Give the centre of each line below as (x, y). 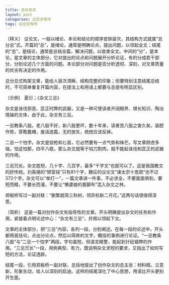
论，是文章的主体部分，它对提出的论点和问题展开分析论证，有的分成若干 (80, 58)
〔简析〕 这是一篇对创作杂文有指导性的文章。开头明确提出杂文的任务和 (78, 212)
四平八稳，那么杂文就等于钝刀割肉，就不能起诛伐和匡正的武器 (100, 149)
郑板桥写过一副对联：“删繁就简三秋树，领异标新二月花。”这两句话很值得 (79, 195)
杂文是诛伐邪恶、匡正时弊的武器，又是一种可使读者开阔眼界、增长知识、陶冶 (84, 109)
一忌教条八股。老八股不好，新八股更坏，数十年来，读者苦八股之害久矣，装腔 (84, 126)
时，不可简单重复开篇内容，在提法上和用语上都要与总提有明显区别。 (76, 87)
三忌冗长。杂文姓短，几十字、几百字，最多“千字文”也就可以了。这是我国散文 (84, 166)
